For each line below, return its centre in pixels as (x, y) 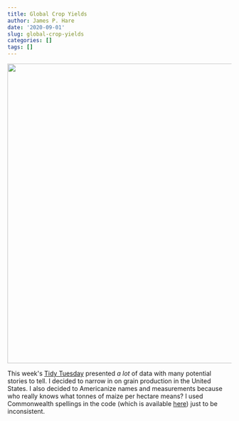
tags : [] (20, 47)
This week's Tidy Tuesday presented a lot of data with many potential (110, 373)
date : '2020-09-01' (36, 27)
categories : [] (30, 41)
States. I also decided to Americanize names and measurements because (115, 389)
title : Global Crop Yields (47, 14)
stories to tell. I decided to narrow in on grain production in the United (109, 381)
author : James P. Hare (41, 21)
